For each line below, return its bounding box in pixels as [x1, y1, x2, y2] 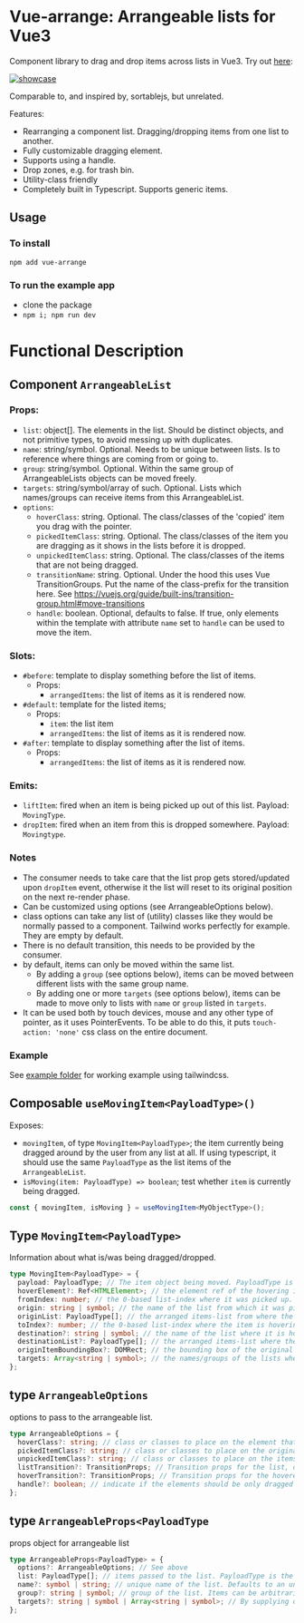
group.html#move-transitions [35, 598, 146, 608]
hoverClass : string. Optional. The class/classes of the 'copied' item [35, 510, 285, 522]
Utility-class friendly [22, 174, 98, 185]
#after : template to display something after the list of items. [22, 737, 245, 749]
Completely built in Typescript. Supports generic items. [22, 183, 229, 194]
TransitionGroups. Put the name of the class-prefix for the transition [35, 578, 290, 589]
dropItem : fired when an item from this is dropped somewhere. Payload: [22, 819, 290, 831]
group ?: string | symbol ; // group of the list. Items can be [17, 1589, 257, 1598]
